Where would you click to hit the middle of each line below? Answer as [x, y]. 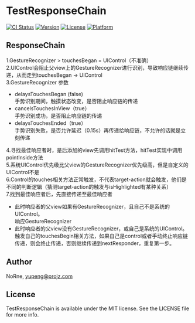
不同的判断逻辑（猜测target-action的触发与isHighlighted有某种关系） [89, 186]
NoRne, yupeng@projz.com [40, 276]
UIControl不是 [23, 172]
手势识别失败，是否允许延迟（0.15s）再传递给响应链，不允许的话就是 [97, 130]
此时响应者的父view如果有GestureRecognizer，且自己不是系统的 [92, 206]
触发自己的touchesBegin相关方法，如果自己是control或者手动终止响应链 [101, 236]
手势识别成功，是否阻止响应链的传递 [58, 115]
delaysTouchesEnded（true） [50, 123]
